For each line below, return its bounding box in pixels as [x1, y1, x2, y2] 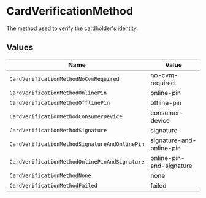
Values [6, 42, 34, 53]
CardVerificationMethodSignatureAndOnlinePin [9, 140, 145, 148]
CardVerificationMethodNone [9, 172, 91, 179]
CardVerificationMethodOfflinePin [9, 99, 110, 106]
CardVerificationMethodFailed [9, 182, 98, 189]
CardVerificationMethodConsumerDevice [9, 113, 123, 120]
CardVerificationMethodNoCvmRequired [9, 75, 120, 82]
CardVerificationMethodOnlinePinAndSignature [9, 158, 145, 165]
